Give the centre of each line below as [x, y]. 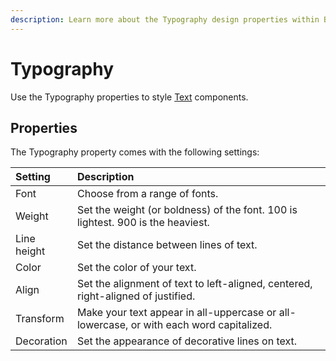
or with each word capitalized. [201, 325]
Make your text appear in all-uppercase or [176, 313]
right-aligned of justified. [136, 296]
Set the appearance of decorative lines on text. [187, 341]
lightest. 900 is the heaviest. [143, 223]
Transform [40, 319]
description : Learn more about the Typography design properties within [165, 19]
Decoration [41, 341]
